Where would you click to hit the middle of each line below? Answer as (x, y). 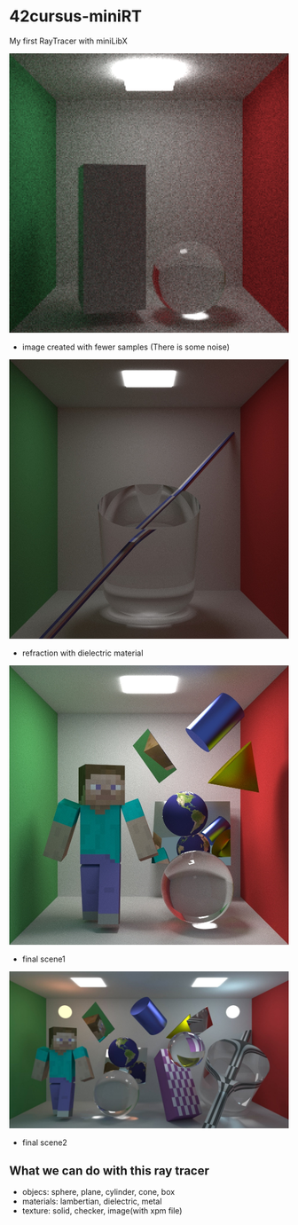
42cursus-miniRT (76, 16)
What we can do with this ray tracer (110, 1170)
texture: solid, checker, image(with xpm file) (102, 1211)
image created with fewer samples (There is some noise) (126, 347)
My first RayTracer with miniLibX (69, 41)
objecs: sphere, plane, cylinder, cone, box (98, 1192)
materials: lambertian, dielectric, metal (92, 1201)
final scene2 (45, 1143)
